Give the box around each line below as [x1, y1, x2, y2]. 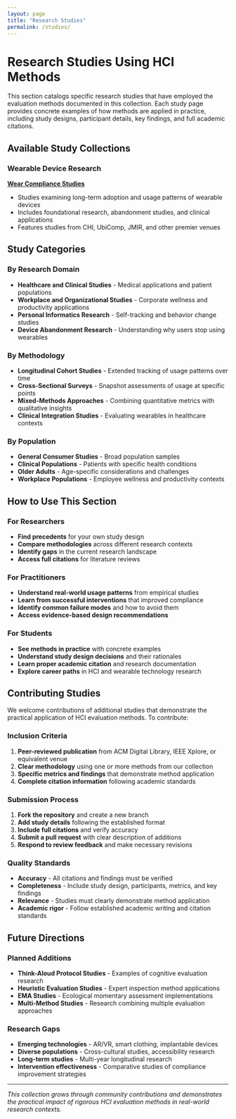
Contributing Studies [7, 687, 101, 699]
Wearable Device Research [7, 163, 102, 173]
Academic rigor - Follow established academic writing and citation [17, 904, 211, 913]
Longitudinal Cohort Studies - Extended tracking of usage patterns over [17, 366, 228, 375]
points [17, 389, 37, 397]
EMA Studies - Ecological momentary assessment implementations [17, 991, 214, 1000]
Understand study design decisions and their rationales [17, 652, 182, 661]
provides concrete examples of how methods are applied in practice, [7, 107, 206, 115]
